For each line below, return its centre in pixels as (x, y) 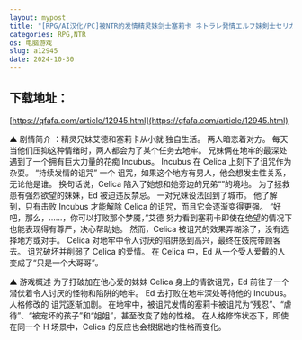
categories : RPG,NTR (48, 34)
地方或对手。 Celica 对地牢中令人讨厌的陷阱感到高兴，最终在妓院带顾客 (149, 240)
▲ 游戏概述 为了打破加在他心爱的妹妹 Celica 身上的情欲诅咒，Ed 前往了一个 (149, 282)
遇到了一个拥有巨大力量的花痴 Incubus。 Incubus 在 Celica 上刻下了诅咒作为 (151, 161)
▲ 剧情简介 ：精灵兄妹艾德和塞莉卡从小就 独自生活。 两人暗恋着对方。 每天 (149, 139)
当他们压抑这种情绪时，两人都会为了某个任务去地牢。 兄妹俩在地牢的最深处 (148, 150)
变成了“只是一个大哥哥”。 (56, 263)
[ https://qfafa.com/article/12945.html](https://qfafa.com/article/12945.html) (149, 120)
